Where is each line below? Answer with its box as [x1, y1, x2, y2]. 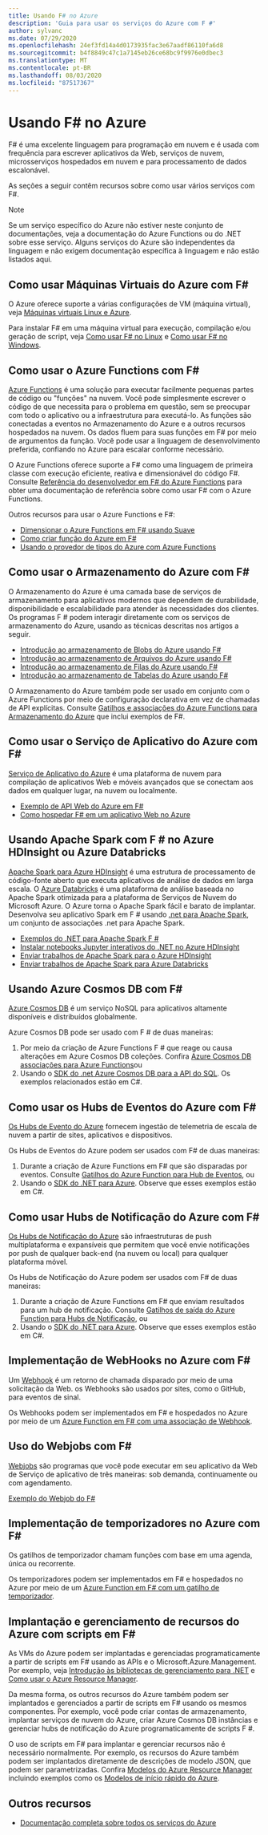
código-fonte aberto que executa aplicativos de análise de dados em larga [8, 875, 254, 885]
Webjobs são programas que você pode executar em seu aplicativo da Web [8, 1460, 258, 1470]
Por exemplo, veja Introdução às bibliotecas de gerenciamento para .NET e [8, 1666, 255, 1675]
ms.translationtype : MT [8, 57, 88, 65]
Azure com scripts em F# [8, 1627, 136, 1641]
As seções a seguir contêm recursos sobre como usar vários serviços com [8, 181, 255, 191]
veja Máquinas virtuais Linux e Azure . [8, 308, 132, 318]
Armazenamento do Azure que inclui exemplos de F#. [8, 711, 186, 721]
